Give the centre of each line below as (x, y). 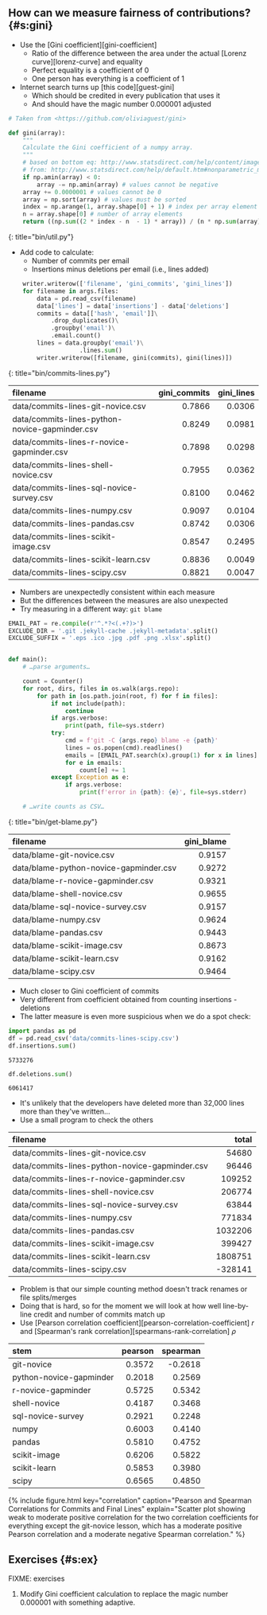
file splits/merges (48, 1297)
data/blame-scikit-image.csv (68, 945)
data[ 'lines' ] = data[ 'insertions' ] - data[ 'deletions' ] (133, 306)
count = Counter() (53, 681)
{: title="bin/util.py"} (41, 237)
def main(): (28, 660)
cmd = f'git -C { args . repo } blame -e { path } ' (141, 741)
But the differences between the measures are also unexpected (124, 600)
